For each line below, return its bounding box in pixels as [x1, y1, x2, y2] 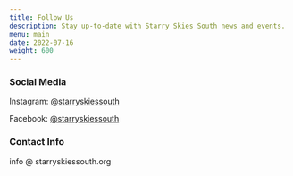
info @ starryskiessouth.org [9, 155, 112, 166]
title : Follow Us [9, 13, 74, 22]
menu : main [9, 29, 50, 38]
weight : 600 [9, 46, 54, 55]
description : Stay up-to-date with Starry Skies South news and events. [9, 21, 286, 30]
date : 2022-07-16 [9, 38, 74, 47]
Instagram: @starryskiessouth [9, 96, 121, 107]
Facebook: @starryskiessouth [9, 113, 120, 124]
